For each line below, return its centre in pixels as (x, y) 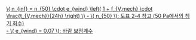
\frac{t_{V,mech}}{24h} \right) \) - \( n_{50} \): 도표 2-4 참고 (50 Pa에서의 (95, 16)
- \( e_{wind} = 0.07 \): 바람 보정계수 (50, 31)
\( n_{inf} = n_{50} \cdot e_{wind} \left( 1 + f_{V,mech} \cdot (79, 9)
